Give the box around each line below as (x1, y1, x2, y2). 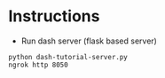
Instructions (8, 6, 100, 27)
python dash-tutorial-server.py (8, 52, 128, 61)
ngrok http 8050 (8, 60, 68, 69)
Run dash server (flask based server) (20, 35, 157, 46)
